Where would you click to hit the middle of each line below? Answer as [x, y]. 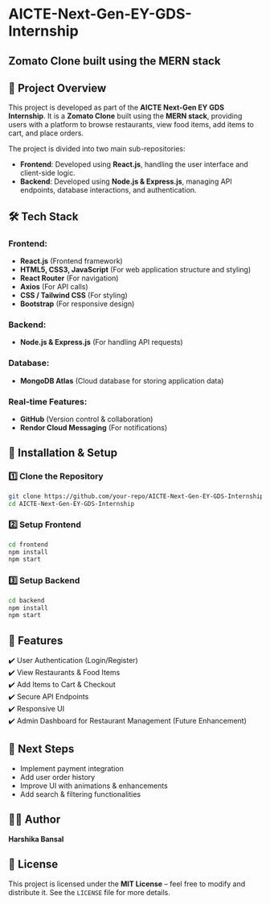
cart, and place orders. [46, 133]
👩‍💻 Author [35, 820]
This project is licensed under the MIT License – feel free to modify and [127, 884]
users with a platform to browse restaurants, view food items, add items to [131, 125]
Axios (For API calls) [54, 287]
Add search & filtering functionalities [80, 794]
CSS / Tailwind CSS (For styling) [74, 296]
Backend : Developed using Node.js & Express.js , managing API [126, 181]
